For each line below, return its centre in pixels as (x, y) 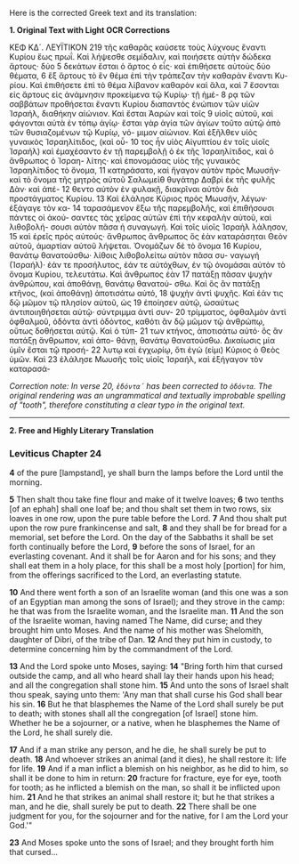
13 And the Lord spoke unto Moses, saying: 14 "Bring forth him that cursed (146, 666)
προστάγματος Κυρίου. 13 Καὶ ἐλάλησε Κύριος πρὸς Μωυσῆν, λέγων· (138, 198)
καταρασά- (30, 369)
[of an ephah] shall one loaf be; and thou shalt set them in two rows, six (140, 509)
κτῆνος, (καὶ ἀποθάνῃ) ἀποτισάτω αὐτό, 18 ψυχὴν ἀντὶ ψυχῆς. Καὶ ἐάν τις (146, 293)
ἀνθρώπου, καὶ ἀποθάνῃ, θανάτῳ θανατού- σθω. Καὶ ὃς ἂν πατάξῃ (135, 283)
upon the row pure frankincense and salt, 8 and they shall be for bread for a (148, 528)
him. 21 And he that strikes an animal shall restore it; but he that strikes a (142, 797)
